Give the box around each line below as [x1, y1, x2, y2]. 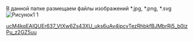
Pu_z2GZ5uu [6, 29, 37, 36]
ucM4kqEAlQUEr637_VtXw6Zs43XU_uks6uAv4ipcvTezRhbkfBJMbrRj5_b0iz [6, 23, 188, 29]
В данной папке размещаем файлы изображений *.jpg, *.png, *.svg [6, 5, 172, 12]
